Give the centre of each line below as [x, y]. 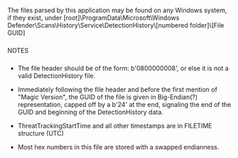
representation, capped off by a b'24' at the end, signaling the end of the [124, 104]
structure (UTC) [40, 133]
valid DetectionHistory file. [56, 75]
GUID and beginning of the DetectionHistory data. [90, 112]
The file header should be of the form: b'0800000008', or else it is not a [123, 68]
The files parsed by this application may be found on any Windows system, [117, 10]
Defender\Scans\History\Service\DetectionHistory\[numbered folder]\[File [116, 25]
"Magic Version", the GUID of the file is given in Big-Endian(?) [108, 97]
